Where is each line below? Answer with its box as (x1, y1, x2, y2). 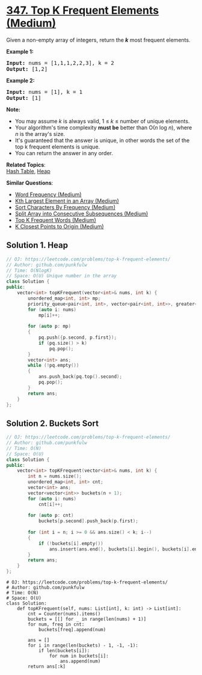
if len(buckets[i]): (38, 648, 90, 654)
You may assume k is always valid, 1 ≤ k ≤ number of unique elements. (14, 117, 190, 125)
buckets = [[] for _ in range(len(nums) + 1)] (28, 616, 147, 623)
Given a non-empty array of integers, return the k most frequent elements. (6, 36, 191, 43)
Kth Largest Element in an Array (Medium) (14, 197, 119, 205)
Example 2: (6, 76, 35, 84)
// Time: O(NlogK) (6, 267, 52, 274)
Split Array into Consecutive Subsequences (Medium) (14, 210, 148, 217)
